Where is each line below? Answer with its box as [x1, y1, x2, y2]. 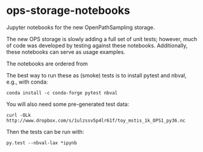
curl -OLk [6, 112, 32, 118]
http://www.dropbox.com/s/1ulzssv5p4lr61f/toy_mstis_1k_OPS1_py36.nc [6, 117, 186, 124]
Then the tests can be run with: [6, 128, 84, 135]
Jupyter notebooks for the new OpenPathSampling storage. [6, 24, 155, 31]
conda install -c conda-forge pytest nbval [6, 90, 118, 96]
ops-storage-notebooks [6, 4, 130, 18]
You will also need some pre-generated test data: [6, 101, 129, 108]
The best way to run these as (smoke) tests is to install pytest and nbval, [6, 71, 187, 79]
